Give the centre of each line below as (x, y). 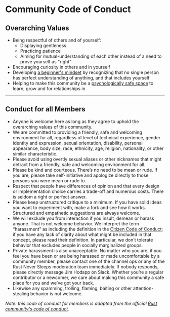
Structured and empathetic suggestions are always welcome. (76, 213)
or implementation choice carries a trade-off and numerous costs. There (88, 191)
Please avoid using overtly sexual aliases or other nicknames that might (87, 159)
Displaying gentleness (43, 46)
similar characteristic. (35, 153)
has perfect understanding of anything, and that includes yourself (81, 78)
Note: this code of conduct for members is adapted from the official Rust (81, 303)
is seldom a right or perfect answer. (50, 196)
